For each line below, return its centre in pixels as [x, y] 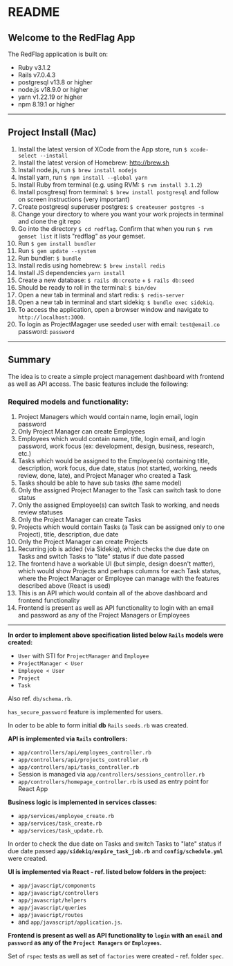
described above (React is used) [64, 586]
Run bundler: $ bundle [49, 258]
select [27, 156]
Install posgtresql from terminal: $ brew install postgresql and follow [118, 192]
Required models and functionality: [68, 402]
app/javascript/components [57, 886]
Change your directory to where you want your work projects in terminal [121, 214]
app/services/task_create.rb [60, 824]
